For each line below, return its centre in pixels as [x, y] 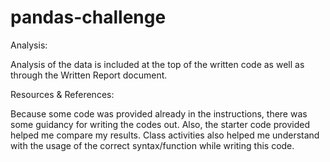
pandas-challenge [88, 17]
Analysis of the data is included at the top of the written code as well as [157, 64]
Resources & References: [62, 94]
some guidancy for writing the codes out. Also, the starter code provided [160, 124]
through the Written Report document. [89, 75]
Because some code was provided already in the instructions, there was [159, 113]
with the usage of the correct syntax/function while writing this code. [152, 145]
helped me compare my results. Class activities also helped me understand [165, 135]
